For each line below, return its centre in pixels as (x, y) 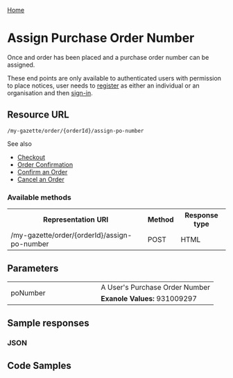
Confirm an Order (42, 172)
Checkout (31, 157)
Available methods (39, 197)
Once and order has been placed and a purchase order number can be (108, 57)
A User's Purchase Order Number (155, 287)
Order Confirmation (45, 164)
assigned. (21, 65)
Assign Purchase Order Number (101, 38)
